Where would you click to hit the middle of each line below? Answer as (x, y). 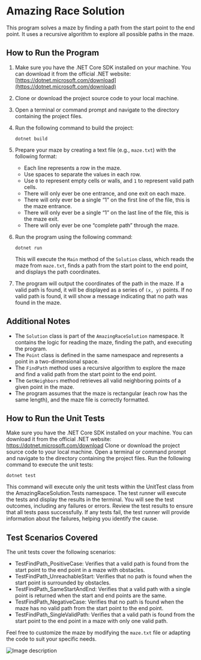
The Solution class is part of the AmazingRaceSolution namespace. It (99, 336)
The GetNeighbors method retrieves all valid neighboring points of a (98, 380)
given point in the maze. (45, 387)
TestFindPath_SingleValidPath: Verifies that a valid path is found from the (105, 615)
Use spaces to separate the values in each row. (82, 174)
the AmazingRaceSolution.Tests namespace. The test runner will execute (97, 493)
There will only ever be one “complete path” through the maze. (101, 225)
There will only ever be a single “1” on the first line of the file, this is (107, 200)
